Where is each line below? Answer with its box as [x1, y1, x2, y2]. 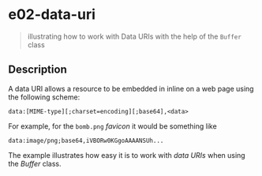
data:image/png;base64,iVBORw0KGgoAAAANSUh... [8, 137, 164, 144]
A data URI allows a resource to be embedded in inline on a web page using [8, 84, 254, 93]
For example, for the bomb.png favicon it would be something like [8, 121, 217, 131]
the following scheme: [8, 92, 80, 102]
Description [8, 63, 67, 77]
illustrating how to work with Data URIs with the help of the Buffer [27, 32, 242, 41]
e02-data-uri [8, 6, 96, 24]
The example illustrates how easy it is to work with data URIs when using [8, 150, 246, 159]
